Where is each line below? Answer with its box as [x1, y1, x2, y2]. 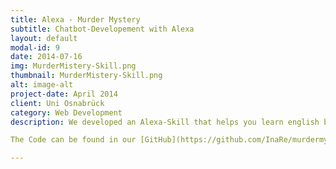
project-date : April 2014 [10, 89, 118, 99]
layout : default [10, 33, 78, 43]
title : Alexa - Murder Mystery [10, 14, 141, 25]
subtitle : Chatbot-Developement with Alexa [10, 24, 195, 34]
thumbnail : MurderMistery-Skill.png [10, 71, 163, 81]
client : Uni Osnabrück [10, 98, 105, 108]
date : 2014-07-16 [10, 52, 83, 62]
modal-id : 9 [10, 42, 60, 53]
